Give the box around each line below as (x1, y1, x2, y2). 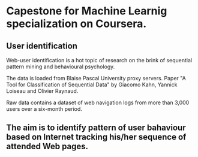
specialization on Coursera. (6, 17, 147, 31)
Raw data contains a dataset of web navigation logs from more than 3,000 (6, 99, 190, 106)
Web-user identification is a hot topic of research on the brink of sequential (6, 57, 193, 64)
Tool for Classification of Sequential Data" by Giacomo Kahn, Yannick (6, 81, 178, 88)
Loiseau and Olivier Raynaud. (6, 87, 79, 94)
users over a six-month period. (6, 105, 83, 112)
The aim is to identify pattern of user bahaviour (6, 123, 186, 133)
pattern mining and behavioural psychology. (6, 63, 115, 70)
